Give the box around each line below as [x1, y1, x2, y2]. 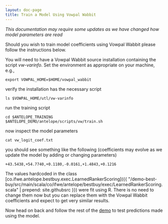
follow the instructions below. [5, 47, 67, 53]
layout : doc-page [5, 7, 42, 13]
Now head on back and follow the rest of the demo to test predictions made [5, 207, 163, 213]
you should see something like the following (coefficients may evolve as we [5, 146, 162, 153]
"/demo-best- [128, 176, 157, 182]
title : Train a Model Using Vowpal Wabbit [5, 12, 96, 17]
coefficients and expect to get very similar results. [5, 197, 110, 203]
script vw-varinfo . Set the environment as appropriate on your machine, [5, 62, 155, 68]
